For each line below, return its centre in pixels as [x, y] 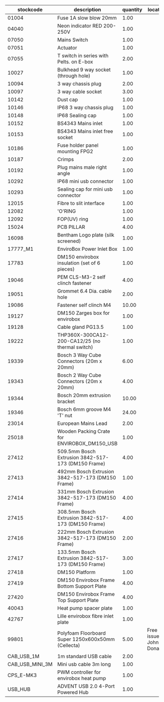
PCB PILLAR [71, 227]
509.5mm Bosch [77, 451]
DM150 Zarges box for [83, 313]
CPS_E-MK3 [22, 675]
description [88, 10]
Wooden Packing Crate [84, 431]
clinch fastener [74, 283]
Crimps [66, 159]
